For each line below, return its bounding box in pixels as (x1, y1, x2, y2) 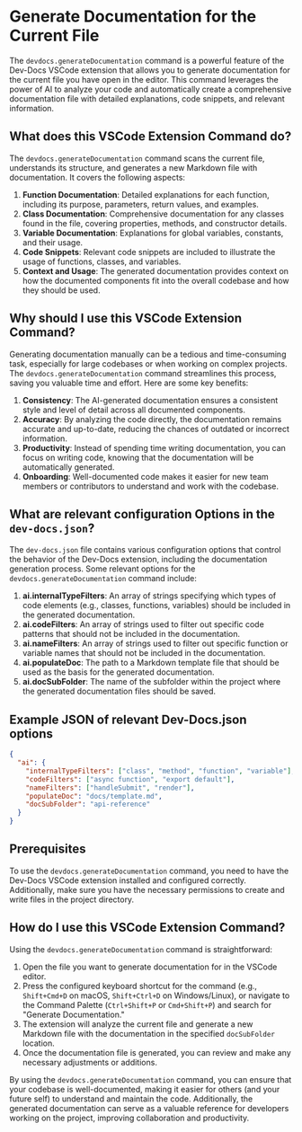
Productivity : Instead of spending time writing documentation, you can (22, 442, 286, 453)
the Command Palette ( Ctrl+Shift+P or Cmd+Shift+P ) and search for (22, 999, 272, 1010)
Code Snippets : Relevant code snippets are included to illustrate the (22, 246, 276, 257)
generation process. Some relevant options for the (9, 563, 196, 574)
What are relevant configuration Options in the (9, 506, 276, 522)
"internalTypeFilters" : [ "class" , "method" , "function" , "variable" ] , (25, 766, 296, 775)
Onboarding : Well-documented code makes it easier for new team (22, 471, 270, 482)
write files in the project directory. (9, 894, 135, 905)
